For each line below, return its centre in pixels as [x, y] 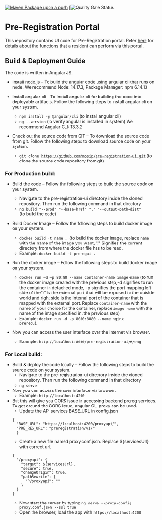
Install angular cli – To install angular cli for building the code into [77, 97]
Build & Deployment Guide [45, 61]
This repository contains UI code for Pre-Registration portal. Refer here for [79, 40]
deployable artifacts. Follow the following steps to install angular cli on [82, 101]
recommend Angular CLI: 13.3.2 [51, 127]
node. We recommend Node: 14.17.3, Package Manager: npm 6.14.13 [80, 87]
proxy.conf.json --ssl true [48, 508]
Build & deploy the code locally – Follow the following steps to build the [83, 365]
